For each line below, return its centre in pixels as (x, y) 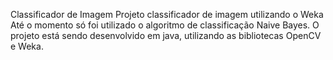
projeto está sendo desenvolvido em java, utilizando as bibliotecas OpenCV (166, 35)
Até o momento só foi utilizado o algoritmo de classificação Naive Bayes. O (165, 25)
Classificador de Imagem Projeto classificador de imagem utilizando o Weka (167, 14)
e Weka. (27, 46)
